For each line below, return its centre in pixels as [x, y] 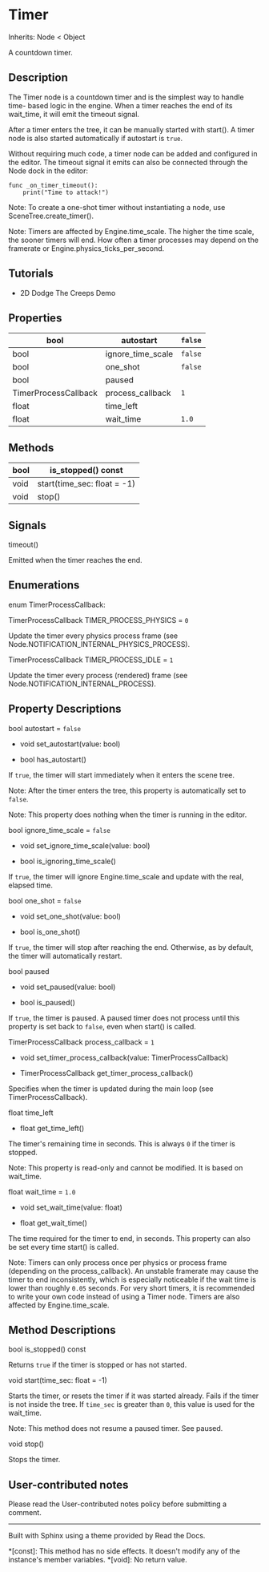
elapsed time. [31, 885]
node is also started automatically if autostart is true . [96, 138]
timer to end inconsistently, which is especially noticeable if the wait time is [132, 1279]
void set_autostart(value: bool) [70, 744]
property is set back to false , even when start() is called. [102, 1026]
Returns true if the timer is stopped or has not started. [98, 1365]
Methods [31, 448]
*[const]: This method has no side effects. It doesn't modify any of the [124, 1551]
